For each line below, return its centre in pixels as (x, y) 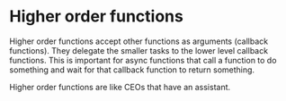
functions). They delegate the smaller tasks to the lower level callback (139, 50)
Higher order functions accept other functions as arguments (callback (139, 41)
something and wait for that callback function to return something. (132, 70)
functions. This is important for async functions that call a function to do (143, 60)
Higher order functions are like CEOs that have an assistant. (120, 87)
